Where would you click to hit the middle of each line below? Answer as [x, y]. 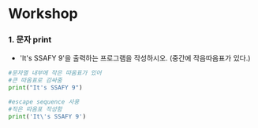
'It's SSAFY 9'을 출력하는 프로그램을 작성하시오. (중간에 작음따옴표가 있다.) [135, 58]
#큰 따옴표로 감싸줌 [35, 80]
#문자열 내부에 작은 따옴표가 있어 [55, 73]
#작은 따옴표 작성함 [35, 109]
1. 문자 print [30, 40]
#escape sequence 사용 [44, 102]
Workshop [43, 14]
